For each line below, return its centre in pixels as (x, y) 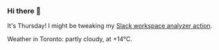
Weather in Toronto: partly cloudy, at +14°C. (70, 39)
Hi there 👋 (24, 11)
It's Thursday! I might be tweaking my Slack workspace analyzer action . (110, 26)
